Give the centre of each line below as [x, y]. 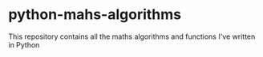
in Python [24, 44]
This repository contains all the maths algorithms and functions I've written [132, 36]
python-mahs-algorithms [95, 15]
